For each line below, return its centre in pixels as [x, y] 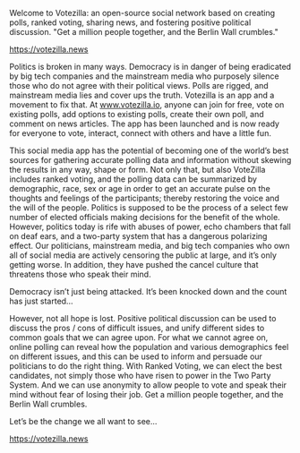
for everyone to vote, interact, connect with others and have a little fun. [140, 133]
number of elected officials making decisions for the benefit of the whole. [145, 217]
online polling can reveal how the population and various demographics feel [149, 347]
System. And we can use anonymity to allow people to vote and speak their [148, 385]
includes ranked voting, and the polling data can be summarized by [133, 179]
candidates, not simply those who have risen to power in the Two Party [140, 376]
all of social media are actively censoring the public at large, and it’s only [143, 255]
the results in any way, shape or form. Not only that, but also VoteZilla [137, 170]
